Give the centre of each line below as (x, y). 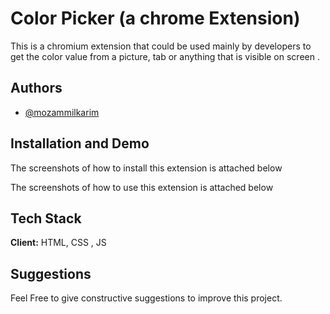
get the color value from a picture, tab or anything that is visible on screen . (165, 56)
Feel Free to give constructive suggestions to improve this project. (146, 298)
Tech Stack (46, 218)
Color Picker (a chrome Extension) (155, 18)
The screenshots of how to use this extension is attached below (142, 187)
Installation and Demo (80, 143)
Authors (36, 88)
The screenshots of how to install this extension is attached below (146, 168)
